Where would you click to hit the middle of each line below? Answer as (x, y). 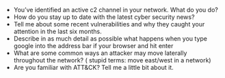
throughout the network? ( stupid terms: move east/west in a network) (112, 60)
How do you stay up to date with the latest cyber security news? (104, 17)
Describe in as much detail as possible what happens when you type (110, 39)
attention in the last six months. (57, 31)
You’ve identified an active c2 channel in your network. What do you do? (116, 10)
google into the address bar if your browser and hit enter (93, 46)
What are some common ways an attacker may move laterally (100, 53)
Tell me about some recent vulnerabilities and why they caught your (109, 24)
